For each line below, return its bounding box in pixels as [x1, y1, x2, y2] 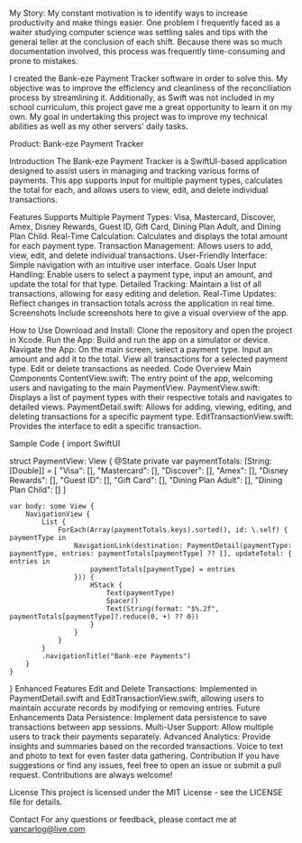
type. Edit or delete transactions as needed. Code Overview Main [9, 363, 252, 373]
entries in [9, 557, 50, 566]
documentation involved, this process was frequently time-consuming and [9, 46, 286, 57]
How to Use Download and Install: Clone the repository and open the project [9, 325, 293, 335]
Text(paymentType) [105, 589, 176, 598]
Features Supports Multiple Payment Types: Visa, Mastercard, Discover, [9, 212, 277, 222]
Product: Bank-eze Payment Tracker [9, 139, 144, 149]
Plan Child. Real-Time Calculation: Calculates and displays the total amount [9, 231, 288, 242]
